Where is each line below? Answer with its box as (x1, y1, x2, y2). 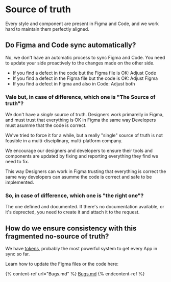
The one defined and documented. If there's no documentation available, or (5, 204, 164, 210)
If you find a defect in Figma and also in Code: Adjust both (12, 80, 135, 86)
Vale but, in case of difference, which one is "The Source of (5, 93, 156, 100)
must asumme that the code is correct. (5, 122, 87, 128)
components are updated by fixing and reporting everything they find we (5, 153, 158, 159)
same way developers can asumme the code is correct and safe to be (5, 174, 152, 180)
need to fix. (5, 159, 30, 165)
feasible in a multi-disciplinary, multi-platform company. (5, 138, 123, 144)
